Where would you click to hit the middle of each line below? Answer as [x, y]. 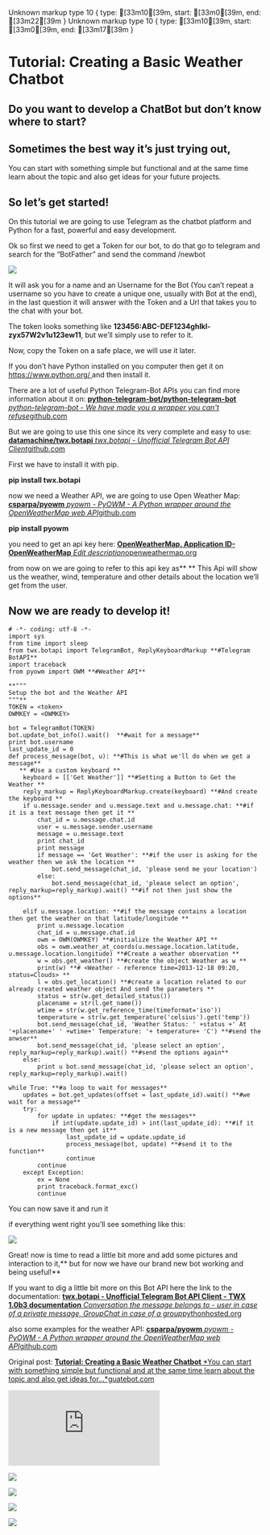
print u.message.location [81, 926]
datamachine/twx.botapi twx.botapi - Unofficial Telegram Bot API [119, 440]
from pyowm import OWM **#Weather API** [77, 672]
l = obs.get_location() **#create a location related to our [142, 982]
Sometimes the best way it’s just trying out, [120, 149]
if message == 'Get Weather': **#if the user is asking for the [147, 855]
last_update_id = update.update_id [125, 1138]
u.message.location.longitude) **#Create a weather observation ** [124, 954]
